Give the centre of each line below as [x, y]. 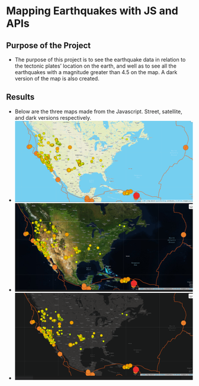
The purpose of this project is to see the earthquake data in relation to [100, 60]
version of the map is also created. [57, 79]
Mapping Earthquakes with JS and [92, 11]
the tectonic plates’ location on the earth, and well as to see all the [95, 66]
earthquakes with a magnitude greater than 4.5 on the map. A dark [96, 72]
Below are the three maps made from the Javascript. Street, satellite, [98, 111]
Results [20, 97]
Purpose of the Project [49, 45]
